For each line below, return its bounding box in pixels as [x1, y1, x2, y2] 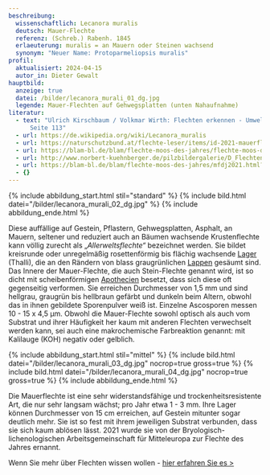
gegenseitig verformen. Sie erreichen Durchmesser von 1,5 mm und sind [8, 283, 248, 293]
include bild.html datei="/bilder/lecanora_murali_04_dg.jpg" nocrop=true [8, 367, 248, 376]
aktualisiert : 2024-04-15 [15, 64, 103, 72]
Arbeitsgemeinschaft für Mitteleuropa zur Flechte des [66, 434, 244, 443]
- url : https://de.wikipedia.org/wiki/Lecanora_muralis [15, 131, 207, 139]
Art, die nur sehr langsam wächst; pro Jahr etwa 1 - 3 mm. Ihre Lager [8, 399, 237, 409]
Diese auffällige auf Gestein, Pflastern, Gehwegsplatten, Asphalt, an [8, 223, 233, 233]
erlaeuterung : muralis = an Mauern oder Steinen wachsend [15, 42, 215, 50]
